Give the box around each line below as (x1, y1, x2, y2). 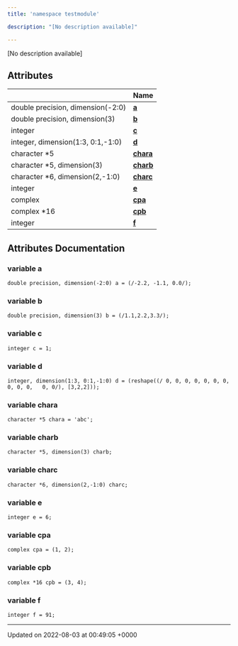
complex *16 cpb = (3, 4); (7, 578, 87, 586)
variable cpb (7, 563, 52, 573)
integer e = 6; (7, 514, 52, 521)
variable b (7, 296, 42, 306)
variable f (7, 595, 41, 605)
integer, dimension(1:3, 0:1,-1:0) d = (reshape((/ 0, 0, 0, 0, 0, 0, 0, (7, 377, 230, 384)
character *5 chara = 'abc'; (7, 416, 93, 424)
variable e (7, 497, 42, 507)
